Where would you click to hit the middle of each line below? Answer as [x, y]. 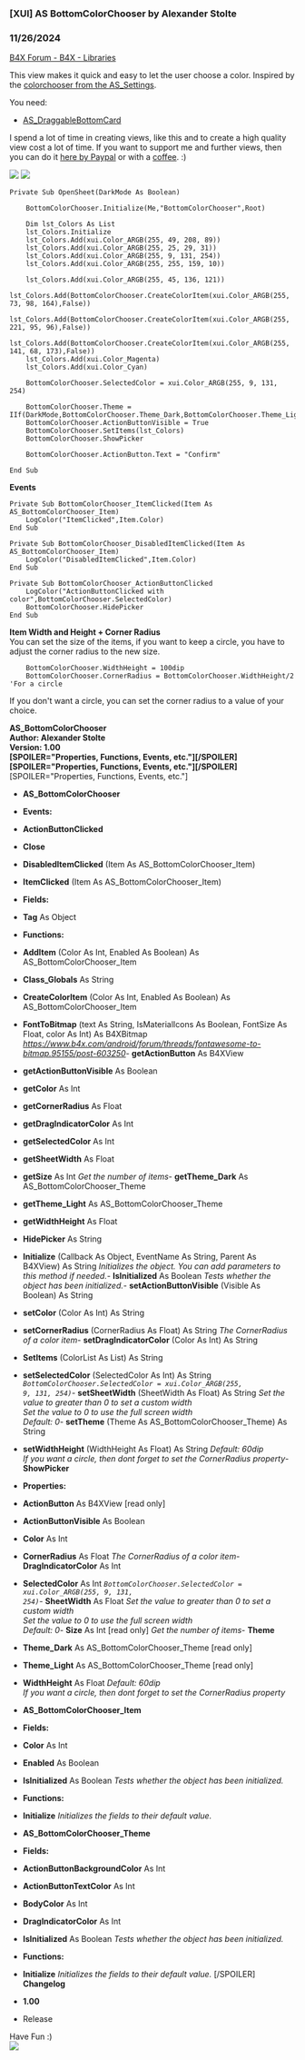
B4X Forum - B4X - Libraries [63, 58]
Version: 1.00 [35, 748]
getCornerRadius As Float [72, 1106]
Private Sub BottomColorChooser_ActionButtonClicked [111, 584]
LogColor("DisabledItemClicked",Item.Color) [111, 560]
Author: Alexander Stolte [58, 738]
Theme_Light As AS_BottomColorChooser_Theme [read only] [138, 1666]
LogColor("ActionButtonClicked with [95, 592]
